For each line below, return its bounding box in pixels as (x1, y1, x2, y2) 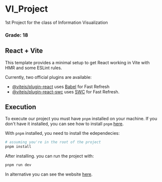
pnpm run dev (5, 163, 32, 167)
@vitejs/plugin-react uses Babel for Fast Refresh (12, 84, 110, 90)
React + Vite (5, 47, 43, 55)
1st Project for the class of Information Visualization (5, 19, 108, 25)
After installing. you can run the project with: (5, 153, 94, 159)
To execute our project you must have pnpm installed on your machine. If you (5, 116, 157, 122)
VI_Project (5, 3, 48, 15)
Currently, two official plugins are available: (5, 74, 92, 80)
